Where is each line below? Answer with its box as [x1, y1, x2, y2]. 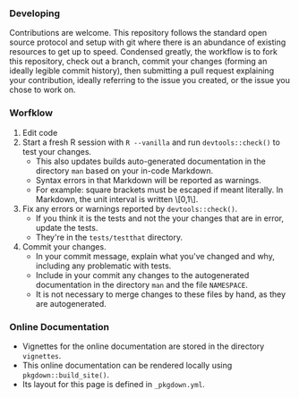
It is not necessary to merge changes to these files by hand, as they [35, 289, 286, 300]
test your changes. [21, 146, 92, 157]
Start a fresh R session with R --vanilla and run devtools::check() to [21, 137, 280, 148]
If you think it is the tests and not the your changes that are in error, [35, 213, 285, 224]
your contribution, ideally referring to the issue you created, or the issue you [9, 75, 291, 86]
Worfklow [9, 106, 54, 119]
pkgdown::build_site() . [21, 369, 110, 380]
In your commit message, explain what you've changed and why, [35, 250, 275, 261]
